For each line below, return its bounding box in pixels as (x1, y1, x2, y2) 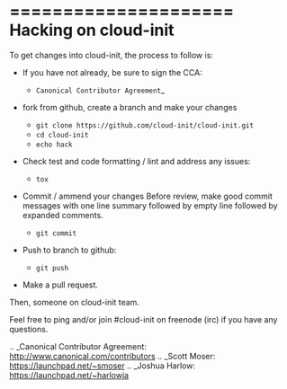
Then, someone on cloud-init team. (9, 296, 139, 307)
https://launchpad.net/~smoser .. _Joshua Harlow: (9, 360, 196, 371)
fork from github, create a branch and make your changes (22, 102, 238, 112)
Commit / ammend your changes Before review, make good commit (22, 190, 273, 201)
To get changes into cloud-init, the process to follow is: (9, 49, 214, 60)
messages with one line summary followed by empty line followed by (22, 199, 278, 211)
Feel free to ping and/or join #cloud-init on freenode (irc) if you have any (9, 314, 278, 324)
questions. (9, 323, 49, 334)
